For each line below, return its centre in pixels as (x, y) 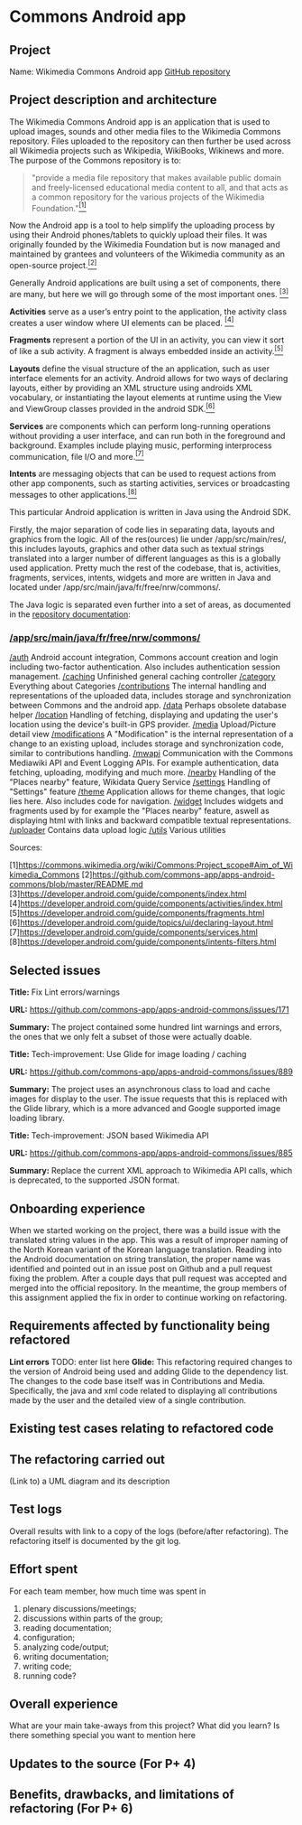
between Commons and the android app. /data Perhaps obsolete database (148, 706)
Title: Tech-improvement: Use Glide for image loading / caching (128, 1054)
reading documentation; (67, 1627)
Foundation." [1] (59, 207)
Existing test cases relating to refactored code (142, 1429)
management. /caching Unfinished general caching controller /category (142, 677)
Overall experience (64, 1704)
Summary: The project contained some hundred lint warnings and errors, (146, 1027)
